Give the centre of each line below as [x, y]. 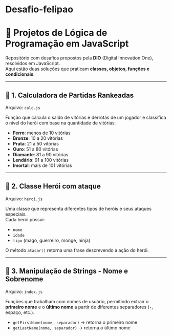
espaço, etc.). [20, 312]
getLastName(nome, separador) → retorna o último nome [71, 328]
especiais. [16, 214]
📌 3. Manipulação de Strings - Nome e [67, 271]
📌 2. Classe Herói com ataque [53, 186]
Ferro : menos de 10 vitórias [41, 133]
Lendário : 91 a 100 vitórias [41, 160]
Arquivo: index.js [24, 291]
